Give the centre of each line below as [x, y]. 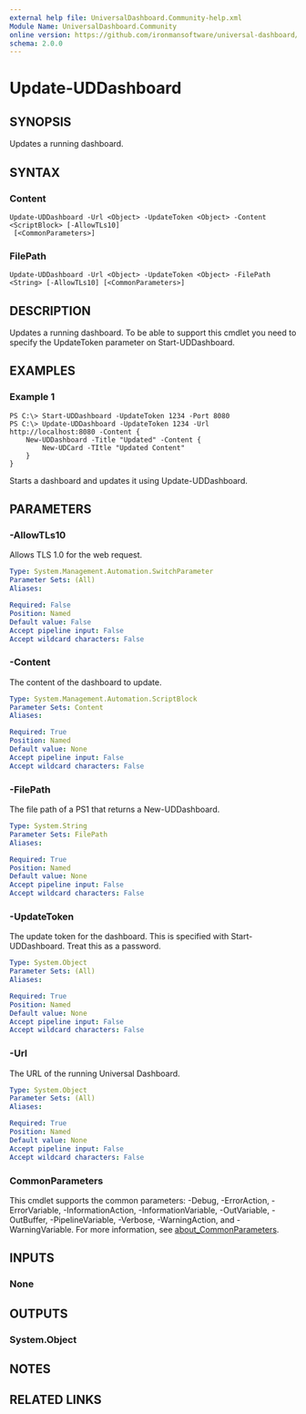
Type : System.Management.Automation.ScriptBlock [103, 699]
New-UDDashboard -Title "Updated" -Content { [114, 440]
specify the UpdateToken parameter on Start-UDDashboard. [122, 343]
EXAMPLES [42, 371]
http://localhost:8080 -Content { [75, 432]
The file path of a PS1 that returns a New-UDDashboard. [115, 809]
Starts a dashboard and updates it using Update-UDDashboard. [129, 480]
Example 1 [32, 397]
